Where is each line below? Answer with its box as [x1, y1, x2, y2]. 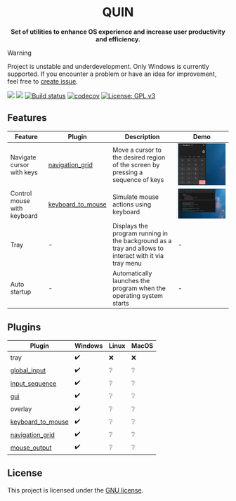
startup [10, 287, 32, 296]
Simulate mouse [112, 193, 159, 201]
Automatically [112, 268, 152, 278]
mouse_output [10, 443, 52, 452]
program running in [112, 229, 169, 238]
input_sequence [10, 379, 57, 387]
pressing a [112, 168, 143, 176]
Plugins [7, 321, 41, 333]
